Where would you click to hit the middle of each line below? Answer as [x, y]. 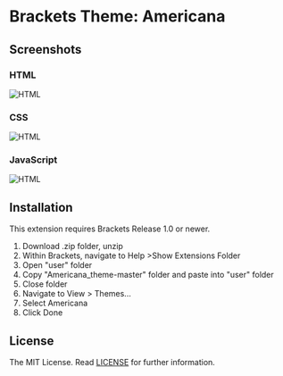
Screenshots [46, 50]
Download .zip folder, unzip [72, 246]
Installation [41, 207]
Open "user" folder [57, 265]
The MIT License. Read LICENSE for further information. [112, 363]
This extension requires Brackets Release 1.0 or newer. [110, 229]
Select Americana [55, 303]
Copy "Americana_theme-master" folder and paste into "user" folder [148, 275]
